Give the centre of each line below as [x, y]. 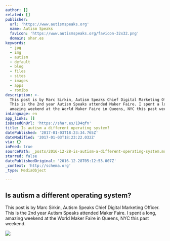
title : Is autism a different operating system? [57, 128]
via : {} [13, 142]
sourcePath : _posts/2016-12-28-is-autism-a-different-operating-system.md [86, 152]
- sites [18, 76]
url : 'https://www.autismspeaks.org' [50, 24]
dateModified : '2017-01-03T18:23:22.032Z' [51, 137]
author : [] [17, 10]
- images [19, 81]
